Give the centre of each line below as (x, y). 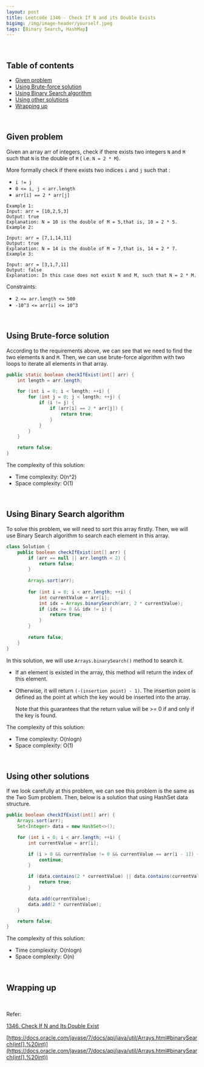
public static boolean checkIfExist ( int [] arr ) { (70, 375)
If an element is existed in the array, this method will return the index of (104, 672)
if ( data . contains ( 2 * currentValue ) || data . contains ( (100, 876)
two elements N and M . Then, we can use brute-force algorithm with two (96, 357)
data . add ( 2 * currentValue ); (65, 904)
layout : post (23, 12)
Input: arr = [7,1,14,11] (39, 238)
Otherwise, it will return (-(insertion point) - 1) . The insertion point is (105, 690)
